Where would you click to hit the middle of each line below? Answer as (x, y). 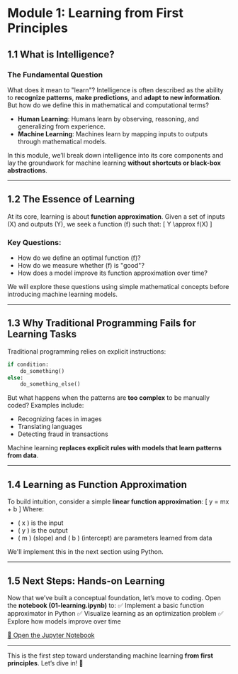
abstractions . (27, 170)
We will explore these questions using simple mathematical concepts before (118, 286)
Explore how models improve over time (64, 621)
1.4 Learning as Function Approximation (97, 484)
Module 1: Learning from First (96, 13)
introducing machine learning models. (63, 294)
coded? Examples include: (46, 406)
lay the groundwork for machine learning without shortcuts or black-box (114, 163)
